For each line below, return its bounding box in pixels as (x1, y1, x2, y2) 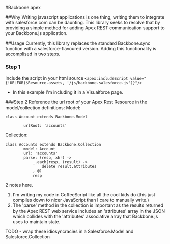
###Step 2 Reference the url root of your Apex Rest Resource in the (5, 99, 148, 106)
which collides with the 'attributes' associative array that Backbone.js (12, 213, 158, 220)
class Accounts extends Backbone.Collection (5, 142, 101, 147)
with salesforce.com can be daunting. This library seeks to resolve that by (5, 20, 160, 25)
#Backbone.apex (5, 5, 41, 10)
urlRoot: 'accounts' (23, 123, 67, 128)
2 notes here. (5, 182, 33, 188)
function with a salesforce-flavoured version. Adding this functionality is (5, 46, 157, 51)
